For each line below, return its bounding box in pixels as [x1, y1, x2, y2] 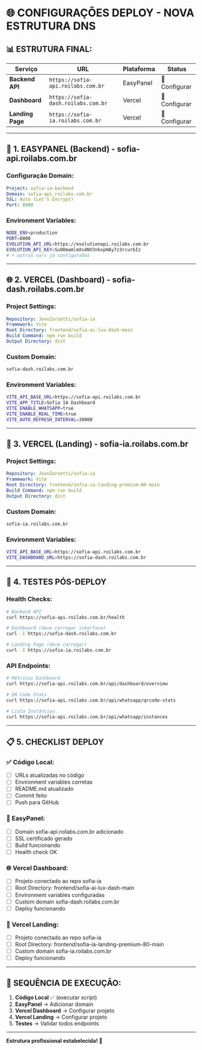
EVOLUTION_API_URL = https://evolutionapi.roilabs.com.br [6, 241, 149, 247]
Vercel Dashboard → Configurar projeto [14, 1007, 115, 1014]
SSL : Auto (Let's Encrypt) [6, 196, 74, 203]
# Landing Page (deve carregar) [6, 642, 87, 648]
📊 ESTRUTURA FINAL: [6, 44, 93, 54]
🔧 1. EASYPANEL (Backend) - [6, 144, 115, 154]
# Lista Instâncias [6, 708, 55, 714]
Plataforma [123, 65, 155, 73]
